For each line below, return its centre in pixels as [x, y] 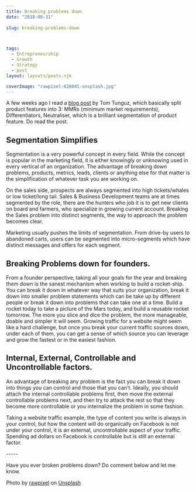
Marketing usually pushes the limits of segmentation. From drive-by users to [98, 233]
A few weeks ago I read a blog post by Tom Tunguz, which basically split [94, 103]
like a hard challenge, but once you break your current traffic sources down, [98, 327]
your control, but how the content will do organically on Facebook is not [92, 424]
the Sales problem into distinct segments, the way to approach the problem [97, 215]
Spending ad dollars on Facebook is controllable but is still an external [90, 436]
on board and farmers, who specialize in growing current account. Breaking [97, 209]
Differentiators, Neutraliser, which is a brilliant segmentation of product [92, 115]
